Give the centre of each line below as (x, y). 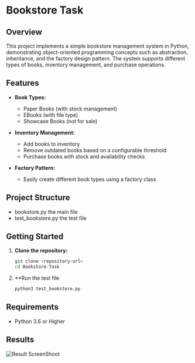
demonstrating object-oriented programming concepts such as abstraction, (97, 52)
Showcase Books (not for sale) (60, 121)
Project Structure (38, 198)
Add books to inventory (52, 144)
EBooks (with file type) (51, 115)
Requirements (32, 307)
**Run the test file (37, 278)
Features (23, 83)
